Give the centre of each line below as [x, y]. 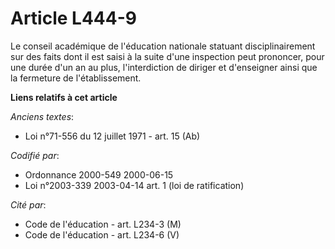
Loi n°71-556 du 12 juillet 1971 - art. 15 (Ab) [112, 136]
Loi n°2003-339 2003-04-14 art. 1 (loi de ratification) [134, 185]
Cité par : [28, 204]
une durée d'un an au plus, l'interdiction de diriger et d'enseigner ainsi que [164, 67]
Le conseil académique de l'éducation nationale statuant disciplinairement [163, 46]
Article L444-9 [73, 18]
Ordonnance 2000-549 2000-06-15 [99, 174]
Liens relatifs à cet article [64, 97]
